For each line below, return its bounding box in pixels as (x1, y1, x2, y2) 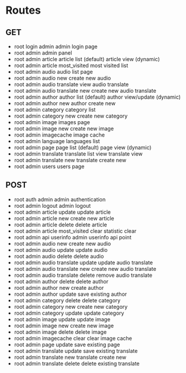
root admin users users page (14, 163, 85, 170)
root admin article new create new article (14, 214, 115, 222)
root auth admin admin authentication (14, 195, 106, 203)
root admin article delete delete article (14, 221, 107, 228)
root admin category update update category (14, 309, 124, 317)
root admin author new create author (14, 284, 104, 291)
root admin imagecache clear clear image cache (14, 334, 133, 342)
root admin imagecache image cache (14, 131, 105, 138)
